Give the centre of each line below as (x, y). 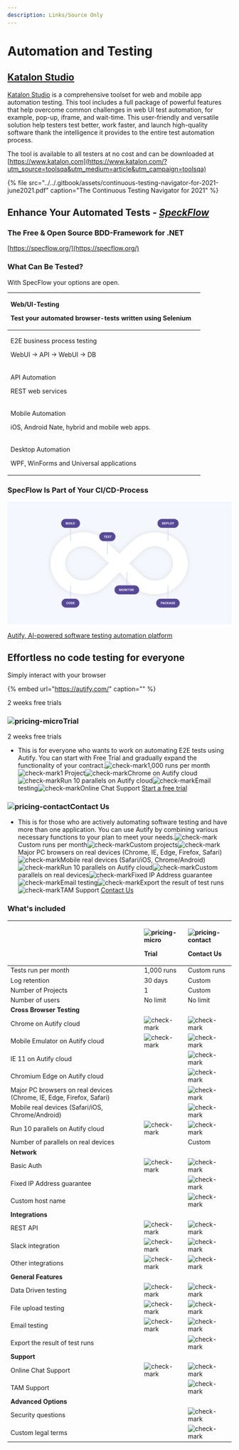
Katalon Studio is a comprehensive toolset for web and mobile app (105, 94)
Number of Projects (39, 990)
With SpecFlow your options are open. (63, 282)
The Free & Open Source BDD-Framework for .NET (96, 233)
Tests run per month (40, 970)
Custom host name (38, 1201)
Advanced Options (39, 1401)
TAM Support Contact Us (97, 890)
